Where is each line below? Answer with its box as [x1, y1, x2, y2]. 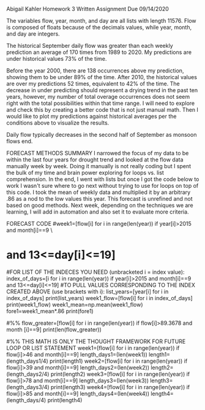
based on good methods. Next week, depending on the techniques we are [6, 202, 194, 209]
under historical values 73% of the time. [6, 55, 107, 62]
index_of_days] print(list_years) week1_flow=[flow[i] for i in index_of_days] [6, 294, 193, 301]
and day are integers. [6, 30, 60, 37]
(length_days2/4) [6, 370, 50, 377]
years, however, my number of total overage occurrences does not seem [6, 93, 190, 100]
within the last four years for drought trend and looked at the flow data [6, 156, 184, 163]
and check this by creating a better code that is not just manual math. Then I [6, 106, 199, 113]
